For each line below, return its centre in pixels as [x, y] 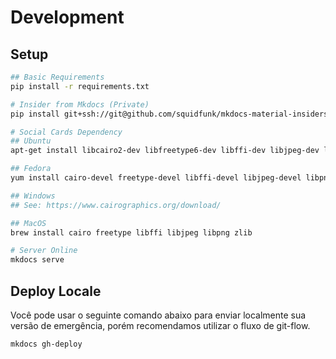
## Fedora [31, 169]
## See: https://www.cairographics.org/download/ [116, 205]
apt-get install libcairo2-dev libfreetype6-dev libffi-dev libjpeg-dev [165, 151]
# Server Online [44, 251]
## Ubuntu [31, 141]
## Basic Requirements [57, 77]
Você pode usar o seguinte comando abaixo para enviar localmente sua [158, 315]
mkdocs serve [37, 260]
